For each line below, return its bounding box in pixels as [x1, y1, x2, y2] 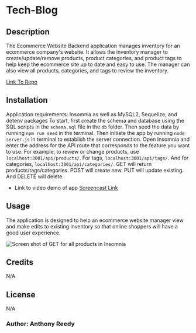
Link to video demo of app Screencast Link [14, 184, 118, 191]
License [6, 290, 36, 300]
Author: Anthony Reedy [6, 320, 75, 328]
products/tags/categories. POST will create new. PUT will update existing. [6, 166, 184, 174]
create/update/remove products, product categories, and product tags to [6, 55, 183, 61]
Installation [6, 95, 48, 105]
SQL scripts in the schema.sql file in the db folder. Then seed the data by [6, 123, 180, 130]
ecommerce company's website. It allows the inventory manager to [6, 48, 169, 56]
